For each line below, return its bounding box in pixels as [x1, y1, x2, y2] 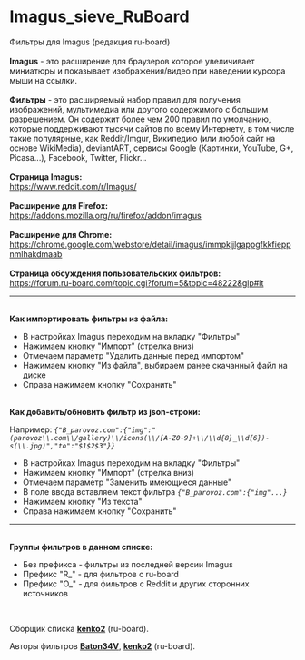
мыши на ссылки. [9, 74, 78, 85]
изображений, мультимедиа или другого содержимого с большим [9, 103, 269, 114]
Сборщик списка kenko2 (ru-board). [9, 623, 150, 634]
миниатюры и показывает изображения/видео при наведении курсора [9, 65, 286, 76]
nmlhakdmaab [9, 248, 63, 260]
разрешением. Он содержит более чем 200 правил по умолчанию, [9, 113, 271, 124]
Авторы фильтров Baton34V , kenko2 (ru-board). [9, 640, 196, 651]
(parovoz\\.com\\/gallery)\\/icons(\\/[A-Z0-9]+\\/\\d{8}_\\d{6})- [9, 433, 271, 442]
